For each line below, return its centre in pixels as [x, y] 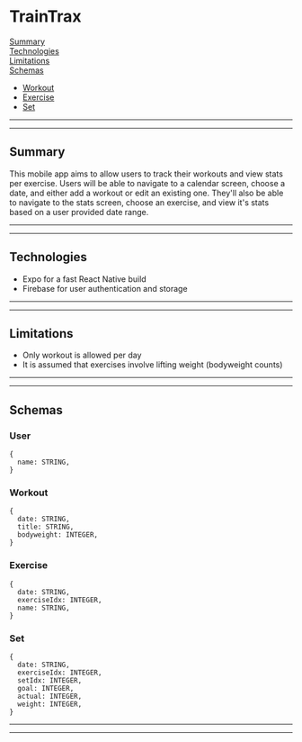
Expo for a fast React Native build [84, 279]
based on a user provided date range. [79, 212]
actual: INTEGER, [50, 696]
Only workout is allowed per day [82, 355]
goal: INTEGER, [46, 688]
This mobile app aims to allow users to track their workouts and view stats [146, 174]
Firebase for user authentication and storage [105, 288]
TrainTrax [46, 17]
